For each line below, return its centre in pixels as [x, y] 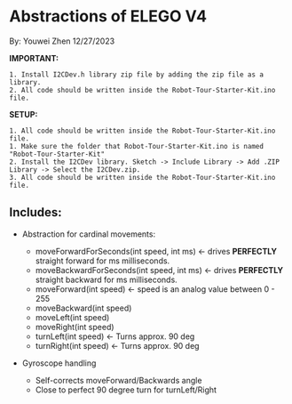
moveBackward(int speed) [83, 308]
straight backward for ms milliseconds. [106, 279]
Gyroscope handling [59, 363]
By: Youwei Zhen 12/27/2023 [62, 41]
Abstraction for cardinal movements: [89, 234]
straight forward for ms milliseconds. [103, 261]
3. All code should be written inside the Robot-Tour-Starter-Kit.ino [142, 177]
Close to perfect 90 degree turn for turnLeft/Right [126, 390]
